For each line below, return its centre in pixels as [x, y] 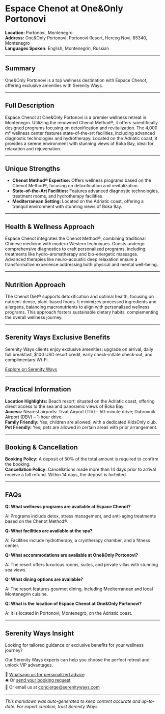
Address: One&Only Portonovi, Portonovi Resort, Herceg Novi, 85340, [76, 38]
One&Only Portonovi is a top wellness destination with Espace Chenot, [76, 80]
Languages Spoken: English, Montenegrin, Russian [57, 48]
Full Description [30, 105]
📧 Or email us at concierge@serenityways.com [52, 687]
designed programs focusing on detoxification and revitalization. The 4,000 [81, 128]
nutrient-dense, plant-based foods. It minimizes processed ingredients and [81, 302]
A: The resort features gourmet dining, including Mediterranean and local [79, 589]
